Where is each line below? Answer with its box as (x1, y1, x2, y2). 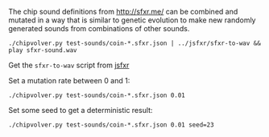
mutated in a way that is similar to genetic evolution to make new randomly (8, 15, 256, 25)
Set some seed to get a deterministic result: (8, 106, 153, 115)
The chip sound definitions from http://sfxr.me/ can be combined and (8, 7, 238, 16)
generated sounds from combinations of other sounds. (8, 24, 190, 33)
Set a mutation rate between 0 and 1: (8, 76, 130, 85)
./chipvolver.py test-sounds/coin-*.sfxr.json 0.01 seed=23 (8, 121, 215, 129)
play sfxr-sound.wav (8, 46, 78, 54)
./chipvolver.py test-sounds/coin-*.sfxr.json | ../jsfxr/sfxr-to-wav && (8, 39, 262, 47)
